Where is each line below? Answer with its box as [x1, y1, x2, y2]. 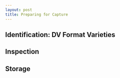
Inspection [5, 47, 39, 56]
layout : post [5, 7, 32, 12]
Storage [5, 64, 31, 73]
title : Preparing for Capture [5, 12, 68, 17]
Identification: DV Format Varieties [5, 30, 115, 39]
